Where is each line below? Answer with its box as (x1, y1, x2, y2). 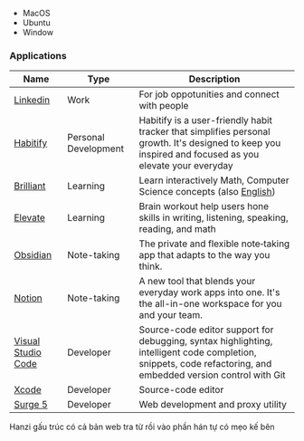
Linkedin (14, 94, 51, 107)
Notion (14, 292, 43, 304)
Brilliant (14, 180, 46, 193)
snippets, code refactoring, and (138, 358, 272, 370)
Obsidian (14, 249, 52, 262)
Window (22, 27, 54, 37)
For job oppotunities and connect (138, 88, 280, 101)
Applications (9, 49, 67, 62)
